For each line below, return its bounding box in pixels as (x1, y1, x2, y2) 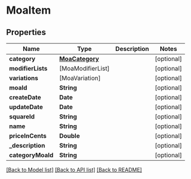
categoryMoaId (9, 151, 54, 159)
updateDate (9, 103, 43, 111)
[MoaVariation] (59, 74, 101, 82)
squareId (9, 113, 35, 120)
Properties (6, 27, 46, 37)
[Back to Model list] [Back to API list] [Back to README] (6, 167, 142, 173)
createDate (9, 93, 42, 101)
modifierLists (9, 65, 48, 72)
